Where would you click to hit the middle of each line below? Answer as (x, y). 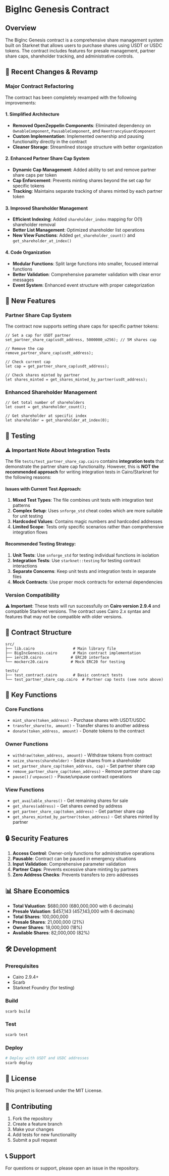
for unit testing (28, 516)
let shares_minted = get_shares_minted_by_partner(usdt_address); (76, 380)
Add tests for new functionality (44, 1135)
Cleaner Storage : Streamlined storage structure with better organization (88, 147)
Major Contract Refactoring (40, 86)
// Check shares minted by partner (43, 375)
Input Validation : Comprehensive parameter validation (69, 864)
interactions (25, 566)
